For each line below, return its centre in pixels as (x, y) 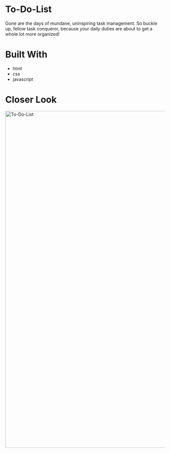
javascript (23, 79)
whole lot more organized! (32, 34)
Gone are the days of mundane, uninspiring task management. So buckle (81, 23)
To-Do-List (29, 9)
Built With (26, 55)
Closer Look (31, 100)
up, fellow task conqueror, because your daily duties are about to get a (79, 28)
